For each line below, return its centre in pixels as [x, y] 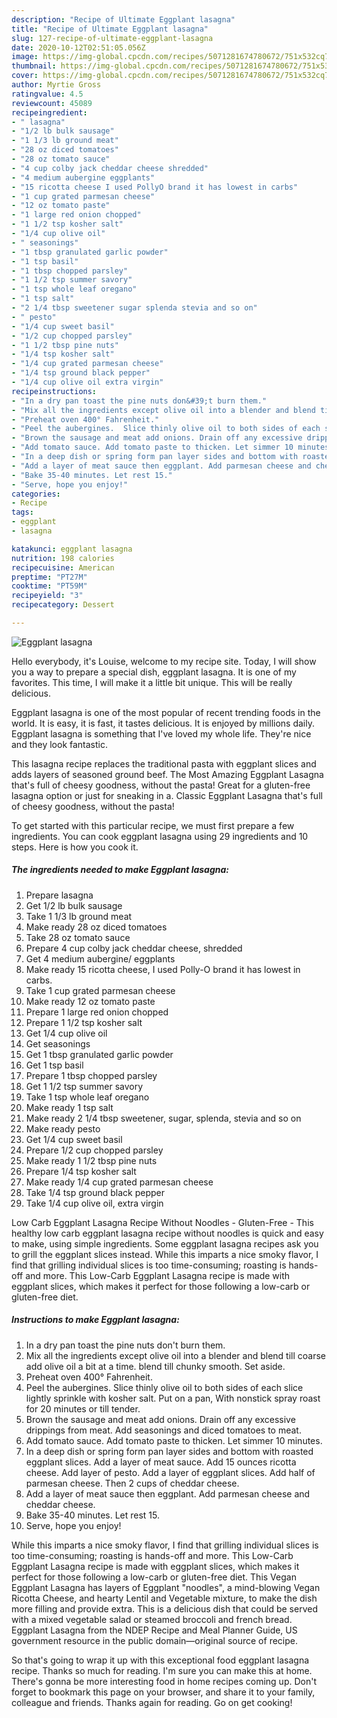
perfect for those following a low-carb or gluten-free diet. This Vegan [154, 1577]
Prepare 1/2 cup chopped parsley [94, 1150]
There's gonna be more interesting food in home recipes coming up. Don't [164, 1681]
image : [25, 57]
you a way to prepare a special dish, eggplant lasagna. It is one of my [154, 672]
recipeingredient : [49, 112]
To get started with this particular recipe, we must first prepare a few [153, 825]
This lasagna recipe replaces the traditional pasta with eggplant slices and [164, 763]
